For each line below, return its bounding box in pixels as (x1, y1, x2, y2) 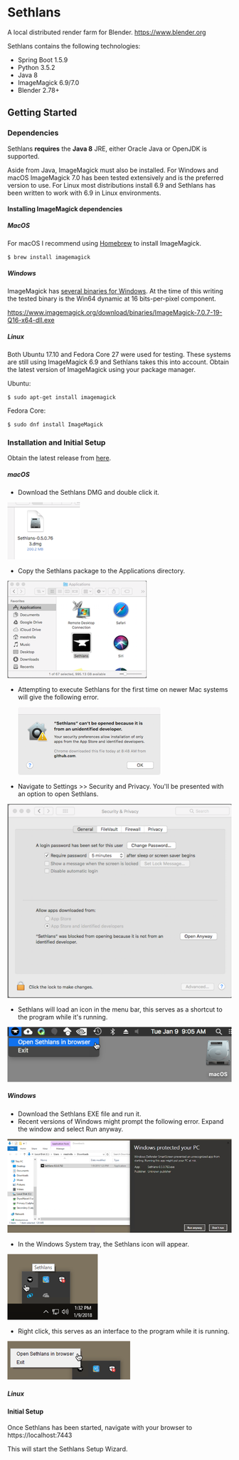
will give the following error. (17, 693, 100, 702)
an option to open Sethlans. (17, 790, 99, 798)
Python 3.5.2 (17, 63, 55, 71)
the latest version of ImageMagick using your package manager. (7, 366, 196, 374)
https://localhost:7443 (7, 1431, 73, 1439)
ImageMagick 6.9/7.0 (17, 78, 80, 86)
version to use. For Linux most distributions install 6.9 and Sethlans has (7, 181, 216, 189)
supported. (7, 151, 40, 161)
